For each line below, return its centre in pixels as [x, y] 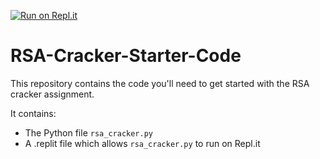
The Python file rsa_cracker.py [88, 132]
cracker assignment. [52, 94]
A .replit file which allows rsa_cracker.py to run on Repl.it [142, 143]
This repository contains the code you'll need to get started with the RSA [160, 83]
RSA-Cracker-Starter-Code [126, 56]
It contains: [33, 113]
